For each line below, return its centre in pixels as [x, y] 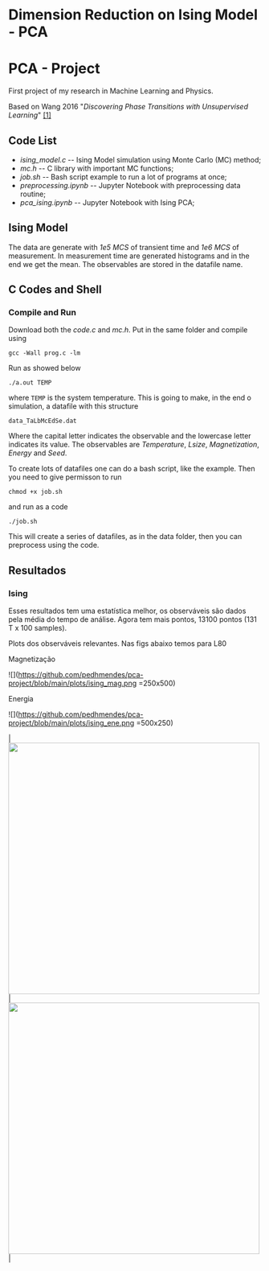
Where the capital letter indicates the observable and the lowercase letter [130, 436]
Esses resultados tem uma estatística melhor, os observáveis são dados [127, 611]
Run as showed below [45, 368]
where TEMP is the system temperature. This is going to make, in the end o [130, 398]
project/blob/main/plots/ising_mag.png [73, 683]
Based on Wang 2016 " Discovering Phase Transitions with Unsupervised [128, 107]
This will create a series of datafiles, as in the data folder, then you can [125, 537]
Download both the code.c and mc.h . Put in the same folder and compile [128, 330]
